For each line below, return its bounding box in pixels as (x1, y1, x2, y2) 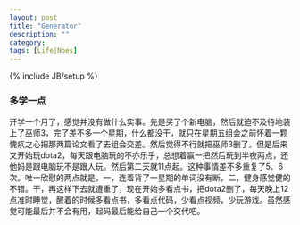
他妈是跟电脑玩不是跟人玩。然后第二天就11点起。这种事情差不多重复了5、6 (9, 162, 284, 172)
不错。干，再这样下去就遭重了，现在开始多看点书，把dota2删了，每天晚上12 (9, 184, 289, 195)
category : (9, 37, 46, 47)
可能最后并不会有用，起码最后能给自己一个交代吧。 (16, 206, 205, 217)
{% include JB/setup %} (9, 71, 98, 81)
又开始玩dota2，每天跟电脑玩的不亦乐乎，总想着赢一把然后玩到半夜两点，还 (9, 150, 289, 161)
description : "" (9, 29, 70, 38)
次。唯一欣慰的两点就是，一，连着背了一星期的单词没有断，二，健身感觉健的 (9, 172, 291, 183)
